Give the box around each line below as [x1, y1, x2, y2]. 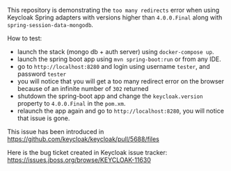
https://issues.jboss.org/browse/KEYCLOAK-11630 [7, 156, 151, 164]
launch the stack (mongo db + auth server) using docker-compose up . [17, 48, 214, 56]
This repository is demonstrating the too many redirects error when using [7, 6, 220, 14]
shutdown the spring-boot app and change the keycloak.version [17, 92, 203, 100]
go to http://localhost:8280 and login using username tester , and [17, 63, 210, 70]
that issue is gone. [17, 114, 70, 122]
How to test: [7, 34, 42, 42]
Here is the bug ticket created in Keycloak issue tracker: [7, 149, 168, 156]
